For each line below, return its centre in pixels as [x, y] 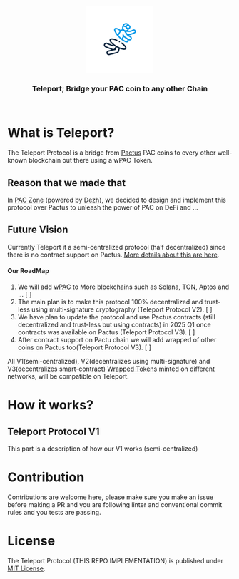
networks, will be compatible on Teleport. [68, 376]
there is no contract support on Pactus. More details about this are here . [113, 255]
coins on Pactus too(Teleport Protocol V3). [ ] [85, 347]
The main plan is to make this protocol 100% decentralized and [110, 302]
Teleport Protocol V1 [54, 431]
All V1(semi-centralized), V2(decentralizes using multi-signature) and [109, 362]
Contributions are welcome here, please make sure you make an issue [111, 497]
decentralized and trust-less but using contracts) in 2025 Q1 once [115, 325]
